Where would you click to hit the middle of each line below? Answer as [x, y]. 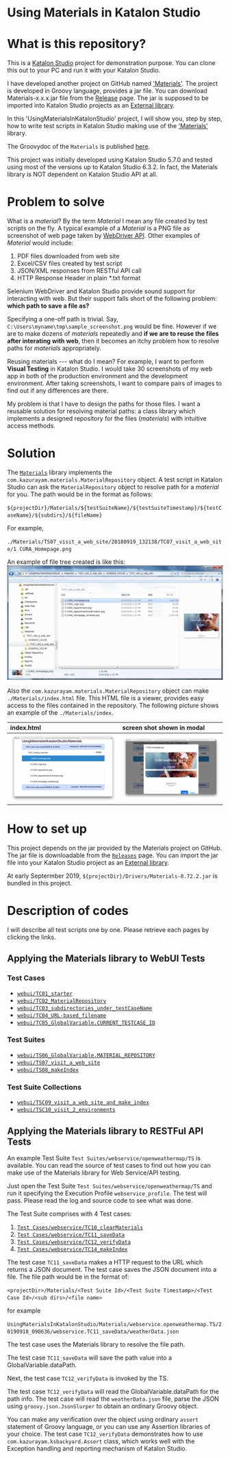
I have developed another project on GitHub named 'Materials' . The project [113, 84]
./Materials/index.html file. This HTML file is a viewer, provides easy [105, 698]
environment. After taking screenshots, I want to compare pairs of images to [115, 383]
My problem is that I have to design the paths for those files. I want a [104, 404]
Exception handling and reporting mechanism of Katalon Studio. [97, 1448]
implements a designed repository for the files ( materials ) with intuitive [107, 419]
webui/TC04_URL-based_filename [62, 1016]
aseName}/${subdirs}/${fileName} [55, 515]
